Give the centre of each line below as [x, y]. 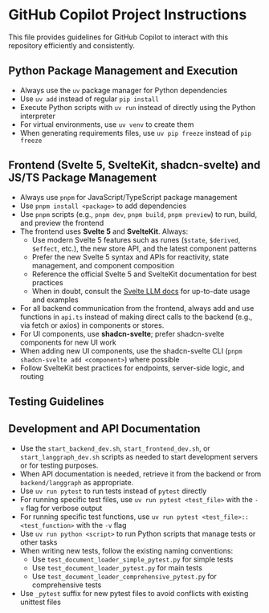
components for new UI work [68, 342]
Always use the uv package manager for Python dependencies [123, 90]
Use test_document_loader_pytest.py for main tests [117, 567]
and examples [55, 300]
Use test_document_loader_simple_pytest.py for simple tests [132, 559]
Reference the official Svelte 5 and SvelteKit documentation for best [144, 274]
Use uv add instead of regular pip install [89, 99]
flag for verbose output [64, 508]
